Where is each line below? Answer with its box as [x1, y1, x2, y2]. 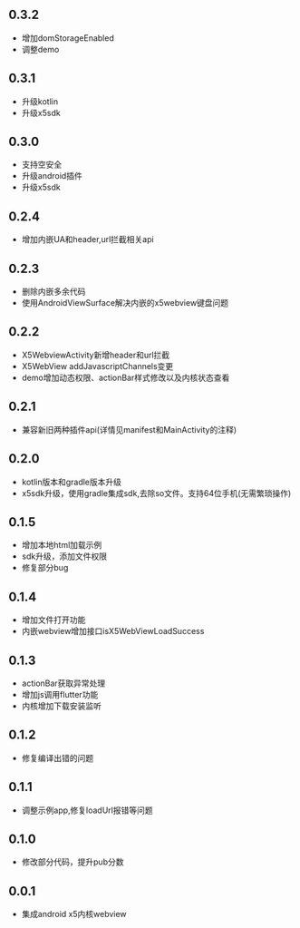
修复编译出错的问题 [21, 752, 94, 763]
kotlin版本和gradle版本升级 [21, 476, 122, 487]
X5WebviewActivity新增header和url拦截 [21, 349, 170, 360]
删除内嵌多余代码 [21, 286, 86, 298]
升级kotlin [21, 95, 59, 107]
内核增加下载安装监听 [21, 700, 102, 711]
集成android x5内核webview [21, 909, 128, 920]
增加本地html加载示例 [21, 540, 102, 551]
